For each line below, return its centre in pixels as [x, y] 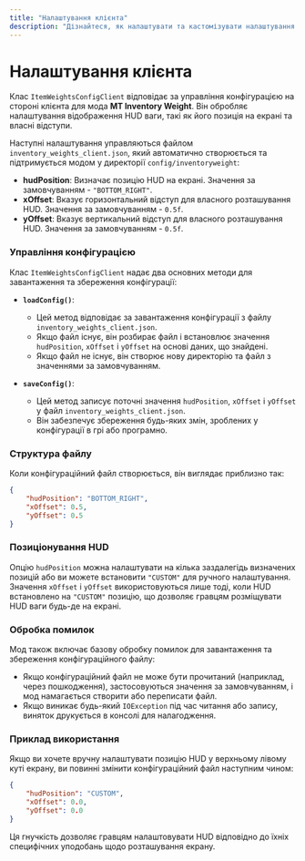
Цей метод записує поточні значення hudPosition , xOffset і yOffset [166, 401]
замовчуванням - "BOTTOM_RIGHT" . [87, 190]
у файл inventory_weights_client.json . [111, 410]
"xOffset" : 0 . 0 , [57, 803]
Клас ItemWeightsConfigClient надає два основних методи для [131, 272]
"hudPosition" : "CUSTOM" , [75, 794]
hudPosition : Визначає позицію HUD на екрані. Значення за [139, 180]
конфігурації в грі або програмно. [102, 430]
